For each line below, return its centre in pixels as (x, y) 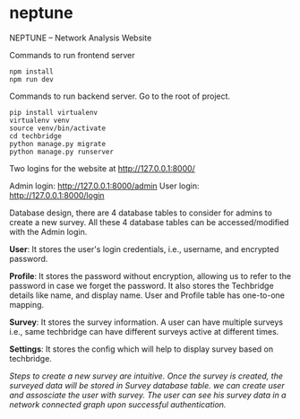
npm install (31, 71)
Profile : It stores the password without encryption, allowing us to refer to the (150, 275)
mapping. (27, 304)
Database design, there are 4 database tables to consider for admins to (141, 213)
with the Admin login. (48, 231)
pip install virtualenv (54, 112)
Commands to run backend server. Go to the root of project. (120, 96)
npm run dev (31, 79)
